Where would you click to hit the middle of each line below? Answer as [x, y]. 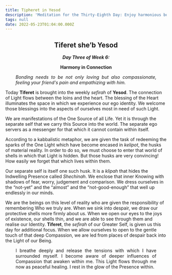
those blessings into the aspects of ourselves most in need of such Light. [82, 109]
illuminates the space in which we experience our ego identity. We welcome [85, 103]
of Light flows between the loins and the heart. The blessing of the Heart [82, 98]
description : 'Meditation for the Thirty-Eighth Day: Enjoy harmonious [83, 15]
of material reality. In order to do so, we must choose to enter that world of [84, 150]
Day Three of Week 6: [86, 57]
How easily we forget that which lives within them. [58, 161]
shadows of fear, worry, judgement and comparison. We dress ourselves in [84, 182]
